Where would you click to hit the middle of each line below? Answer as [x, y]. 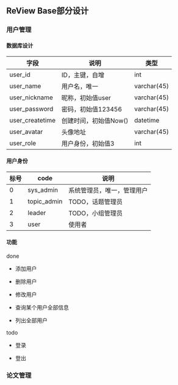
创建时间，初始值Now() [95, 121]
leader [37, 213]
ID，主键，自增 [83, 75]
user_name [25, 86]
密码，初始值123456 [92, 109]
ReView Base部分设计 [48, 11]
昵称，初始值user [86, 97]
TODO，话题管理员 [95, 202]
